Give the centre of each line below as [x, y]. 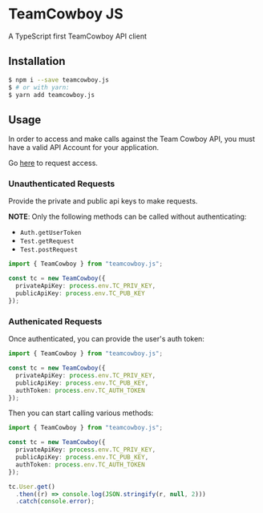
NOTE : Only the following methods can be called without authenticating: [127, 216]
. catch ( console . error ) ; [55, 502]
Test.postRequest [49, 250]
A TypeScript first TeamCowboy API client [77, 36]
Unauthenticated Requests [62, 184]
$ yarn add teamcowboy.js [51, 95]
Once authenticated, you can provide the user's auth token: [106, 339]
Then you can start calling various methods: [81, 413]
